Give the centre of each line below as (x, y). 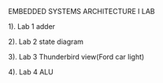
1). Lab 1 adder (32, 26)
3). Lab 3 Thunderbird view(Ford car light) (76, 57)
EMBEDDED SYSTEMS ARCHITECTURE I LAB (81, 11)
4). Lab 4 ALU (31, 72)
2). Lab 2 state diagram (46, 41)
